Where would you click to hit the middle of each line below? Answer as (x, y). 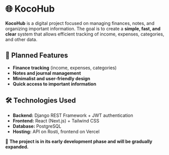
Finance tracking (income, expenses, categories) (65, 68)
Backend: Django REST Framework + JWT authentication (73, 115)
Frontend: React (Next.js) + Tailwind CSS (56, 120)
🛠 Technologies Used (41, 100)
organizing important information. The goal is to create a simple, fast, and (83, 28)
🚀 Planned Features (37, 56)
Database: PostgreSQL (37, 126)
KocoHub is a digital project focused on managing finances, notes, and (80, 23)
